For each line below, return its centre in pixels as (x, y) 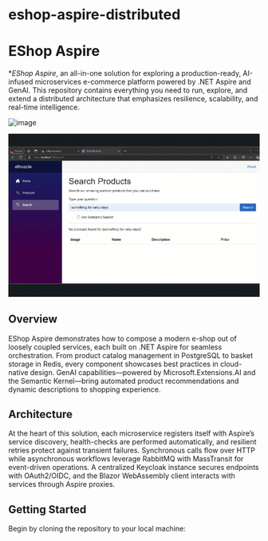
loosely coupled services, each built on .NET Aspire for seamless (115, 347)
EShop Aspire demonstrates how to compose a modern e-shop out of (122, 338)
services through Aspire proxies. (62, 484)
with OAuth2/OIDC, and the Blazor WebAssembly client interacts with (122, 476)
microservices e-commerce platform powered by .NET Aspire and (143, 82)
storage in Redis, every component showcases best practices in (114, 364)
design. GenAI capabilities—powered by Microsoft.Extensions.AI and (143, 372)
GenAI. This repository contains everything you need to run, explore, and (128, 90)
